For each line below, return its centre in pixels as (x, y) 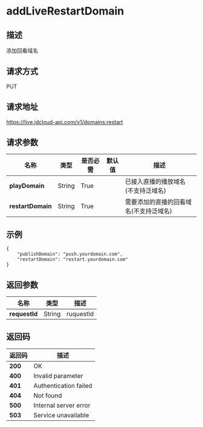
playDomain (27, 186)
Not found (48, 396)
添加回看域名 (22, 51)
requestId (24, 314)
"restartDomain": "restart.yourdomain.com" (73, 259)
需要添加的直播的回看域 (158, 202)
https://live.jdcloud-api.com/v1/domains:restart (65, 122)
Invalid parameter (58, 376)
